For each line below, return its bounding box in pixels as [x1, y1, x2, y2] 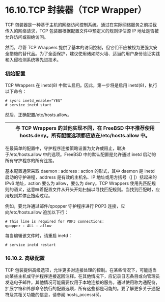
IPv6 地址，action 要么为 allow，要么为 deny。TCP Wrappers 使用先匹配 [5, 181, 152, 186]
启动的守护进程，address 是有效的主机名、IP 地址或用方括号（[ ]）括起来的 [5, 174, 157, 180]
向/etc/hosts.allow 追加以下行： [5, 210, 69, 215]
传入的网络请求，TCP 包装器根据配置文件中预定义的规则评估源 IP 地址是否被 [5, 28, 159, 33]
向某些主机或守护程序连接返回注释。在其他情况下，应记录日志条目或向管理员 [5, 273, 160, 279]
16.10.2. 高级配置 [5, 255, 45, 262]
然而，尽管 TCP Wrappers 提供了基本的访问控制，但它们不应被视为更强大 [5, 44, 154, 50]
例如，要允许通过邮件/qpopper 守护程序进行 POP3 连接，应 [5, 203, 125, 209]
